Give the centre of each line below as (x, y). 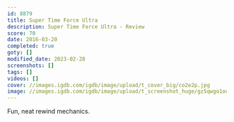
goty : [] (20, 53)
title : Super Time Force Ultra (53, 20)
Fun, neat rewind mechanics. (49, 112)
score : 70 (22, 33)
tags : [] (20, 72)
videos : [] (23, 78)
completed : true (31, 46)
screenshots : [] (31, 66)
